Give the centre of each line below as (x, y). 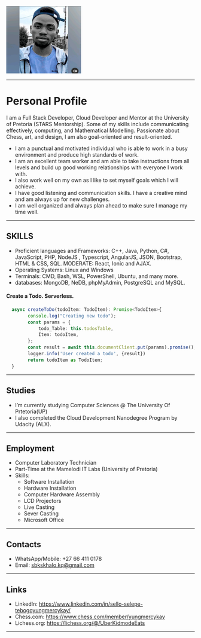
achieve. (25, 186)
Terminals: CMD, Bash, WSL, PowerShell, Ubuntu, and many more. (97, 276)
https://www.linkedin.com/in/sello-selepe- (91, 604)
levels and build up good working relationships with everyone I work (99, 167)
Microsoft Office (44, 520)
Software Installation (49, 482)
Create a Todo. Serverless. (40, 296)
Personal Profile (47, 101)
